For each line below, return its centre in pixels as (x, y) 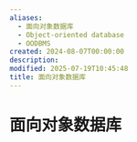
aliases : (26, 18)
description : (34, 60)
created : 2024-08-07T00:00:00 (67, 52)
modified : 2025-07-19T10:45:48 (69, 69)
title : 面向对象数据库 (48, 77)
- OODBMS (34, 43)
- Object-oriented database (71, 35)
